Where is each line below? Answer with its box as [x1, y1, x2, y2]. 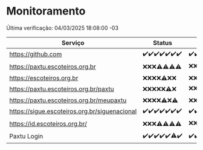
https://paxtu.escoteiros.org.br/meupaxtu [9, 96, 127, 104]
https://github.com [9, 50, 62, 59]
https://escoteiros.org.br [9, 74, 79, 82]
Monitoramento [6, 4, 86, 18]
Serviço [61, 38, 85, 47]
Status [153, 38, 172, 47]
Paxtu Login [9, 132, 43, 140]
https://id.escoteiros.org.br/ [9, 120, 88, 128]
